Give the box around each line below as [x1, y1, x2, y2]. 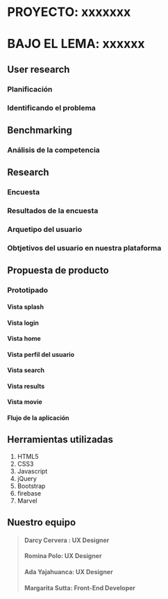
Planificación [7, 84, 53, 94]
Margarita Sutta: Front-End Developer [24, 584, 136, 592]
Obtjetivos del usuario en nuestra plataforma [7, 244, 162, 253]
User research [7, 63, 70, 75]
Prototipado [7, 285, 49, 295]
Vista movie [7, 398, 43, 406]
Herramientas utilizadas [7, 434, 113, 446]
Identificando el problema [7, 103, 96, 112]
